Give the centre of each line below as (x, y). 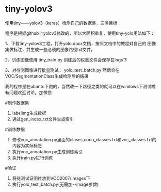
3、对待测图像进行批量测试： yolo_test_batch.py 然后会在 (62, 70)
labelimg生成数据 (29, 113)
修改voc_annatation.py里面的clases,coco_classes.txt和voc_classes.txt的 (84, 139)
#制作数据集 (17, 103)
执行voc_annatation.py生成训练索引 (47, 151)
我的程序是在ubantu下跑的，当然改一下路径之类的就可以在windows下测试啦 (80, 86)
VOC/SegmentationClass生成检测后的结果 (47, 76)
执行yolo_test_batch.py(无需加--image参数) (55, 184)
